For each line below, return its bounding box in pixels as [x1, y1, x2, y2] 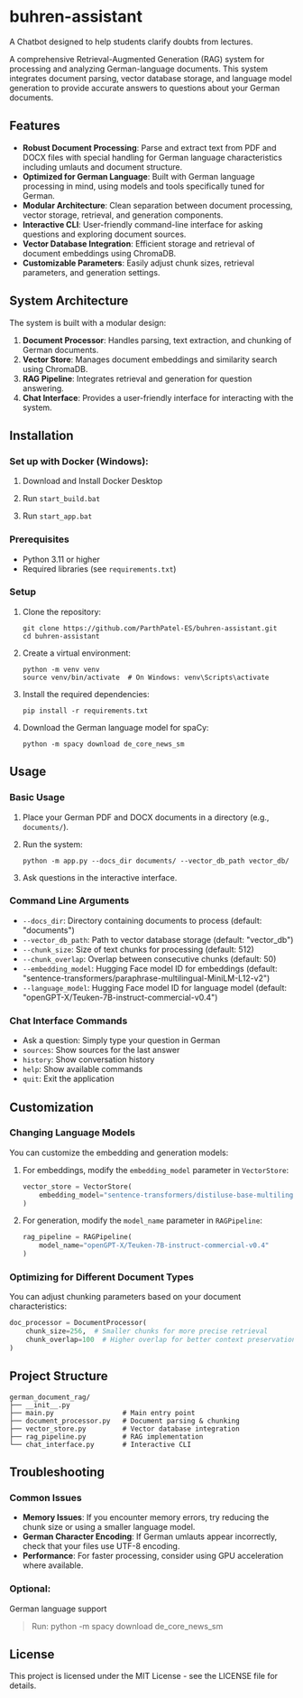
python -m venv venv [22, 665, 100, 674]
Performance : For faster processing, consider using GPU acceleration [22, 1551, 284, 1562]
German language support [9, 1603, 107, 1614]
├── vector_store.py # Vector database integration [9, 1424, 241, 1433]
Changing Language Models [9, 1126, 135, 1139]
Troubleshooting [9, 1465, 106, 1480]
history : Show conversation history [22, 1054, 155, 1065]
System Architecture [9, 294, 129, 309]
